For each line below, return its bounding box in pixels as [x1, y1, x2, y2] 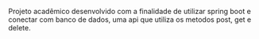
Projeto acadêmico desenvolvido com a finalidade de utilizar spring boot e [8, 7, 252, 16]
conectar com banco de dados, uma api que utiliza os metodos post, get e [8, 15, 252, 24]
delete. [8, 23, 31, 32]
